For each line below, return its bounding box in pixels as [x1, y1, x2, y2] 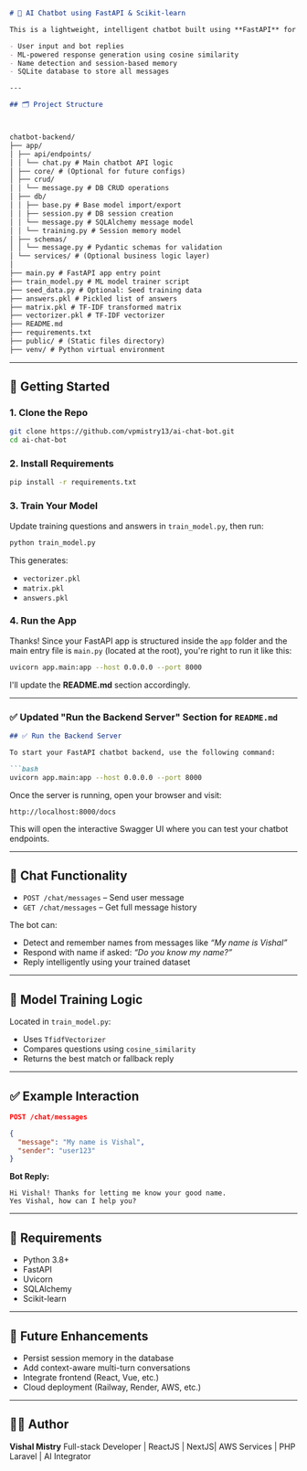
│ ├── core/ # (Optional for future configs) [9, 166, 185, 176]
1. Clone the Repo [9, 407, 89, 420]
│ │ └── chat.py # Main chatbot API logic [9, 158, 174, 167]
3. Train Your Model [9, 499, 99, 512]
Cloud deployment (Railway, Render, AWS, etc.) [22, 1381, 202, 1392]
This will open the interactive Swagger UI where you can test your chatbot [9, 823, 289, 834]
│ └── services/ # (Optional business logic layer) [9, 251, 210, 261]
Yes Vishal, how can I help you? [9, 1197, 137, 1206]
